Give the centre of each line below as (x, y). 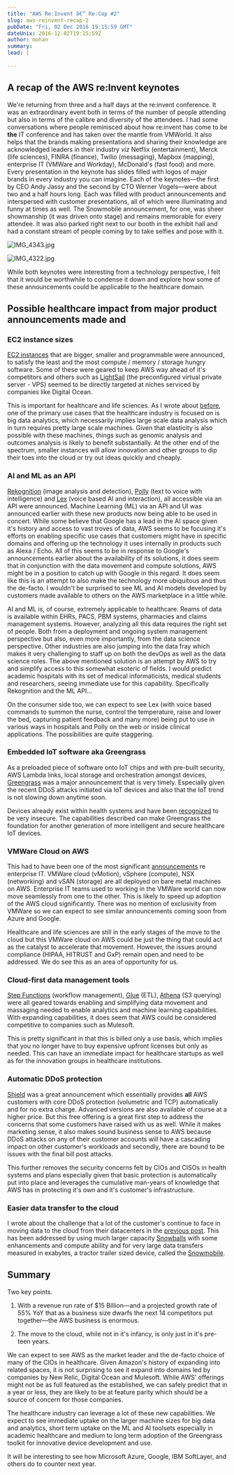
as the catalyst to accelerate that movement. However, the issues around (112, 947)
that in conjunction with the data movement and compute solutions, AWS (112, 565)
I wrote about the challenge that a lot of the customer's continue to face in (114, 1224)
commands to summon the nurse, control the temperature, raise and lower (114, 712)
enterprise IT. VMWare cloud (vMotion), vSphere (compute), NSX (101, 874)
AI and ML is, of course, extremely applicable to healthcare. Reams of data (115, 609)
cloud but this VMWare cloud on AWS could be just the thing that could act (115, 940)
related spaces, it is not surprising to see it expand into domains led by (109, 1369)
